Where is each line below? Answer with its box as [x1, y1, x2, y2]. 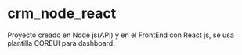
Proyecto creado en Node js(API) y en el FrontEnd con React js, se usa [7, 30, 234, 40]
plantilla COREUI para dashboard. [7, 38, 115, 47]
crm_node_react [7, 5, 117, 22]
